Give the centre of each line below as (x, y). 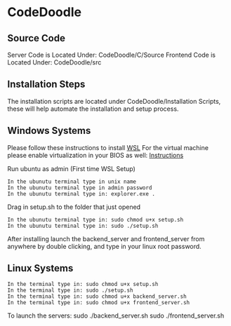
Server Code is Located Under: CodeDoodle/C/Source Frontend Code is (112, 55)
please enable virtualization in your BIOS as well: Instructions (95, 155)
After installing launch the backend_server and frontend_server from (106, 238)
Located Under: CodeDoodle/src (54, 62)
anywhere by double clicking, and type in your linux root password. (104, 246)
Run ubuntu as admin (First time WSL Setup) (71, 168)
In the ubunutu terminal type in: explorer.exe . (81, 193)
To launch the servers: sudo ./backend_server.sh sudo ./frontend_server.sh (116, 315)
